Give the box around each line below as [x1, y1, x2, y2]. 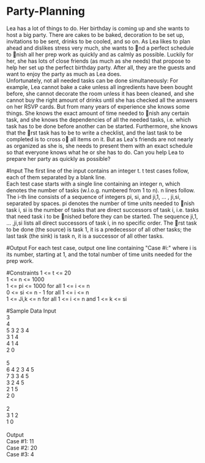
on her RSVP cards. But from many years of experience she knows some [6, 103, 190, 110]
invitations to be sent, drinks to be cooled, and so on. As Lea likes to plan [6, 37, 191, 45]
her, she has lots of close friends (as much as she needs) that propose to [6, 57, 191, 64]
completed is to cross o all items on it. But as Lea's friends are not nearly [6, 135, 194, 142]
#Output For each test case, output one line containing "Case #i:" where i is [6, 244, 197, 251]
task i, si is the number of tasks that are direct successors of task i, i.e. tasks [6, 206, 199, 213]
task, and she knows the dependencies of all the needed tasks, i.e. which [6, 115, 192, 123]
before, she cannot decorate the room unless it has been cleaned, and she [6, 90, 195, 97]
